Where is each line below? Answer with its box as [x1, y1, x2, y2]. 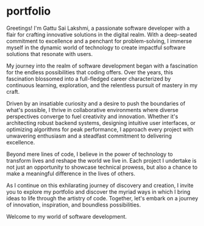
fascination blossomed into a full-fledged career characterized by [6, 75, 171, 82]
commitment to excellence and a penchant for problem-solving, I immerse [6, 37, 192, 44]
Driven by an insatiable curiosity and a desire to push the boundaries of [6, 99, 186, 107]
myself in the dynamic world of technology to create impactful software [6, 44, 186, 51]
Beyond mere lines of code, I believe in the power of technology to [6, 150, 174, 158]
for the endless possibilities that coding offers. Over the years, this [6, 68, 174, 76]
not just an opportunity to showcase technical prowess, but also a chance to [6, 163, 198, 171]
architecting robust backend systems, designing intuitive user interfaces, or [6, 119, 196, 126]
